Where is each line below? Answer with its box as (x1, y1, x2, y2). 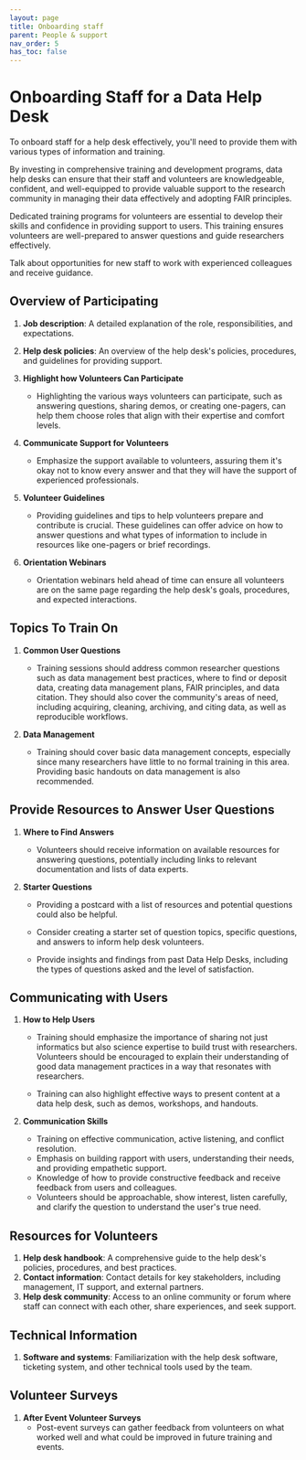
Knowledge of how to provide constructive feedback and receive (36, 1172, 281, 1184)
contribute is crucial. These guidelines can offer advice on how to (36, 519, 283, 530)
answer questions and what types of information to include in (36, 529, 268, 540)
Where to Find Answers (22, 826, 114, 837)
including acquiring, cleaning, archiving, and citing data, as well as (36, 701, 287, 712)
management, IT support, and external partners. (22, 1282, 204, 1293)
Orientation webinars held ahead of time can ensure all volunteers (36, 574, 285, 585)
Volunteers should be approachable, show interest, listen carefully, (36, 1192, 288, 1203)
